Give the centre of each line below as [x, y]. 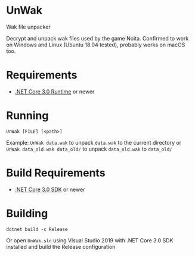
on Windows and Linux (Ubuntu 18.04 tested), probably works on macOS [96, 45]
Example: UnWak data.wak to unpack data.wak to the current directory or [94, 142]
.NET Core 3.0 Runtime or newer [55, 91]
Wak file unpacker [28, 27]
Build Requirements [56, 173]
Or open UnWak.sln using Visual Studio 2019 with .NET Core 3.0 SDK [90, 240]
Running [27, 116]
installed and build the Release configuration [61, 246]
